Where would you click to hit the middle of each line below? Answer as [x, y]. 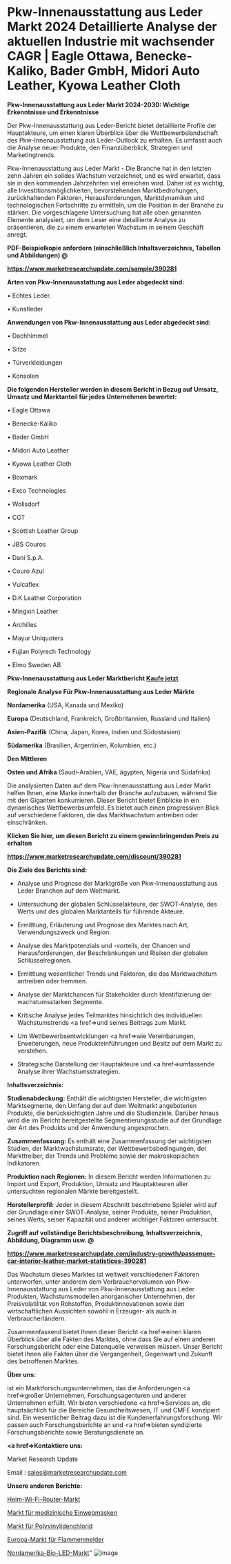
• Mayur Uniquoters [36, 638]
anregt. [17, 234]
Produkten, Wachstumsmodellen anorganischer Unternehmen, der [101, 1296]
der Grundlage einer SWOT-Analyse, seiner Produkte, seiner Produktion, [110, 1212]
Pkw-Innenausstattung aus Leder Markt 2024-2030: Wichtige [98, 104]
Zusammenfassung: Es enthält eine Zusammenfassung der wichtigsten [109, 1141]
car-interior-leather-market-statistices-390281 [77, 1261]
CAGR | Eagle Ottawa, [70, 56]
